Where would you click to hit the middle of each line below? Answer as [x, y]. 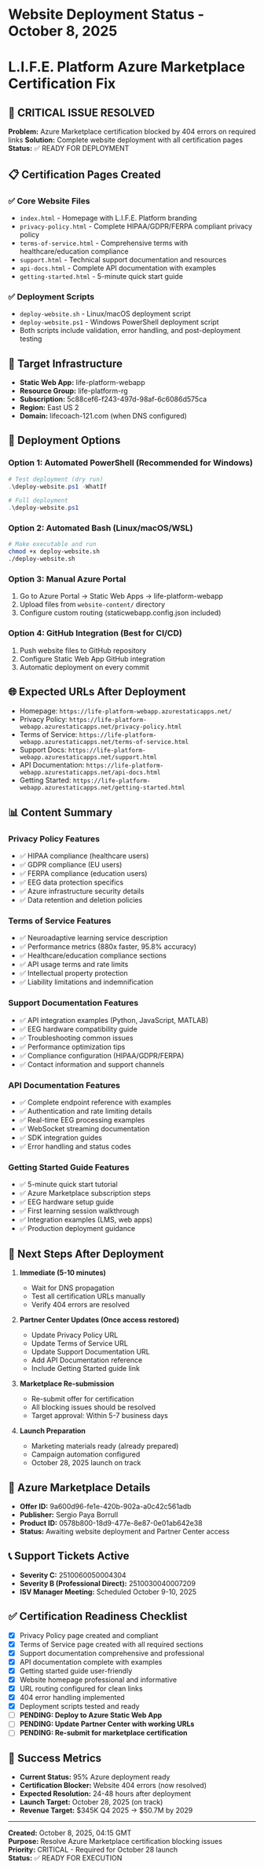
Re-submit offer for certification [82, 1399]
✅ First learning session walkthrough [79, 1211]
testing [31, 339]
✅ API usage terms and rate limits [74, 965]
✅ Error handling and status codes [75, 1147]
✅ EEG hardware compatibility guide [78, 1029]
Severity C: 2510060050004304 [73, 1575]
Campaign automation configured [86, 1454]
